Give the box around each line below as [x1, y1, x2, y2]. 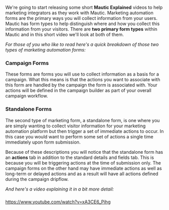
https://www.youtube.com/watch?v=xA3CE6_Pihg [5, 199, 111, 205]
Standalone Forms [5, 106, 52, 113]
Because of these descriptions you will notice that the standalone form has [5, 149, 163, 155]
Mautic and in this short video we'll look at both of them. [5, 32, 124, 37]
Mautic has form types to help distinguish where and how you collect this [5, 20, 160, 27]
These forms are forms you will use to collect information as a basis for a [5, 71, 159, 77]
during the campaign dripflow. [5, 176, 69, 182]
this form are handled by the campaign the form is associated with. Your [5, 82, 158, 88]
